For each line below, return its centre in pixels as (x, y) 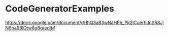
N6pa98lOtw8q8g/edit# (30, 27)
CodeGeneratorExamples (60, 9)
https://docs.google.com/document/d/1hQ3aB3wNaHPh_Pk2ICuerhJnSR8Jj (84, 22)
